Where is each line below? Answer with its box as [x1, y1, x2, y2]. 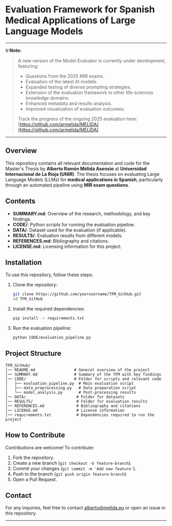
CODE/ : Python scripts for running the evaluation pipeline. [12, 221, 136, 227]
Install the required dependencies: [12, 306, 85, 312]
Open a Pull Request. [12, 476, 57, 482]
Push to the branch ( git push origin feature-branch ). [12, 470, 128, 477]
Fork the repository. [12, 454, 55, 461]
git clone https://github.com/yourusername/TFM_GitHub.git [12, 292, 142, 297]
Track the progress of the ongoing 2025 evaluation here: [17, 116, 138, 122]
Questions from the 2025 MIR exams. [25, 73, 104, 79]
